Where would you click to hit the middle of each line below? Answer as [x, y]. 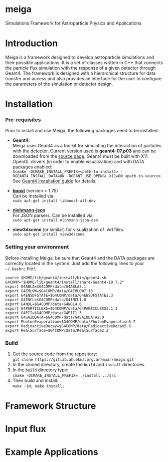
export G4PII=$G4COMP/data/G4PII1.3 [43, 313]
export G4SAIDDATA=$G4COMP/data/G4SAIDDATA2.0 [55, 317]
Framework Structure [51, 406]
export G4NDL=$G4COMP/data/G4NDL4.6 [43, 304]
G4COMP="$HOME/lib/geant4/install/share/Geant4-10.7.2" [65, 282]
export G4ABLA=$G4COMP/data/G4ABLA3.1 [46, 287]
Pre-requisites [23, 120]
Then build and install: [35, 380]
